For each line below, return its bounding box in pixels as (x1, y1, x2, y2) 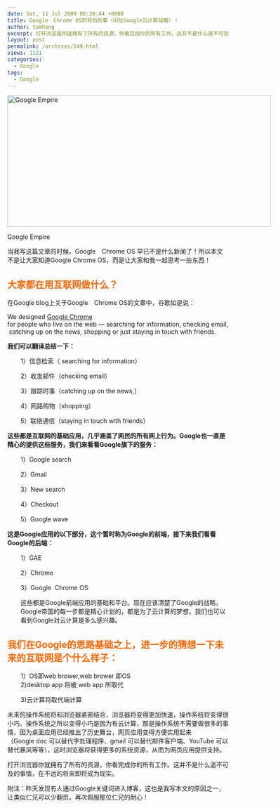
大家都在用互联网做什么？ (7, 278, 118, 290)
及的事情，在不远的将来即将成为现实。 (7, 769, 118, 777)
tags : (7, 69, 23, 76)
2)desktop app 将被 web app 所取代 (20, 681, 124, 689)
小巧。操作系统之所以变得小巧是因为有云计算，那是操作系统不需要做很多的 (7, 719, 223, 727)
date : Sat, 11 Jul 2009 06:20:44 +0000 (7, 10, 124, 18)
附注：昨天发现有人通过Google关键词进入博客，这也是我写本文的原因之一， (7, 784, 225, 793)
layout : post (7, 37, 46, 44)
